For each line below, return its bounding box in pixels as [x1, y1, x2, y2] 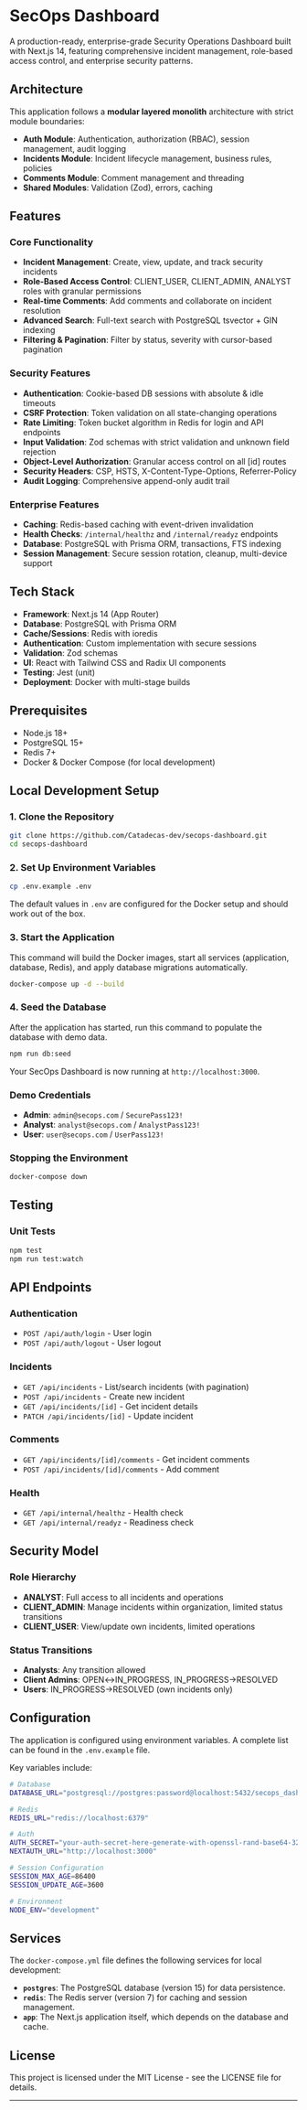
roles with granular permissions [22, 285, 142, 297]
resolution [22, 305, 61, 316]
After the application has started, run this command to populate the [9, 1022, 262, 1033]
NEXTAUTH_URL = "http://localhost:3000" [9, 1847, 157, 1857]
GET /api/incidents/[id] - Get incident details [22, 1400, 198, 1411]
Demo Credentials [9, 1088, 91, 1101]
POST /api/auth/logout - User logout [22, 1337, 162, 1349]
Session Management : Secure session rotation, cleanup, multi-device [22, 548, 288, 559]
